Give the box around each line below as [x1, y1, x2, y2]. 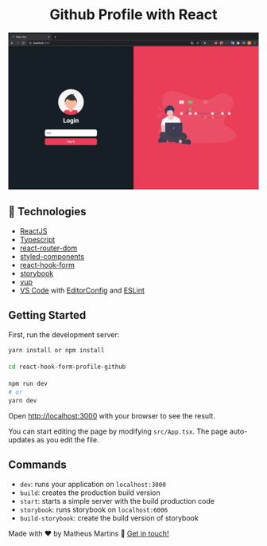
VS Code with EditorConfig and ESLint [19, 285, 145, 295]
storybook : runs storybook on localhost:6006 [19, 505, 168, 514]
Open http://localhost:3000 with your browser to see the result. [8, 410, 216, 420]
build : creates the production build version [19, 488, 161, 497]
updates [8, 434, 36, 444]
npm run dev [8, 380, 48, 388]
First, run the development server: [8, 329, 120, 340]
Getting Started [8, 308, 87, 322]
